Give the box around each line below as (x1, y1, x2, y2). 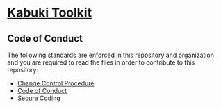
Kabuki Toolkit (7, 5, 92, 21)
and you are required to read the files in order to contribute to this (7, 58, 195, 67)
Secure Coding (17, 94, 60, 102)
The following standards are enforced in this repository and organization (7, 51, 214, 59)
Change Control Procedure (17, 79, 95, 87)
